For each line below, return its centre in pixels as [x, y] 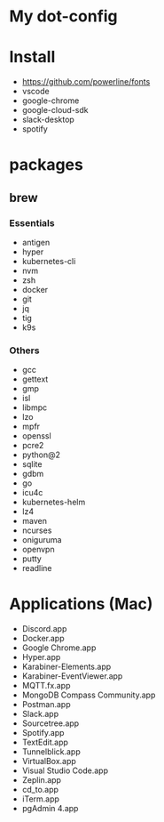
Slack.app [40, 714]
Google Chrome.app [59, 648]
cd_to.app [40, 790]
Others [24, 351]
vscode [36, 92]
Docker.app [43, 639]
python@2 [41, 455]
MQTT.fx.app [46, 686]
